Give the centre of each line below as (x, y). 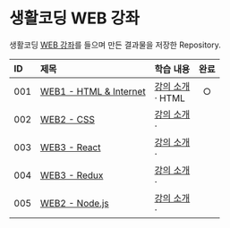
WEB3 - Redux (72, 175)
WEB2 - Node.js (74, 203)
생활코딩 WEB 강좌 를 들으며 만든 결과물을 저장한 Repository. (115, 45)
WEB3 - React (70, 147)
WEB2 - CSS (68, 119)
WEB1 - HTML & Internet (93, 91)
